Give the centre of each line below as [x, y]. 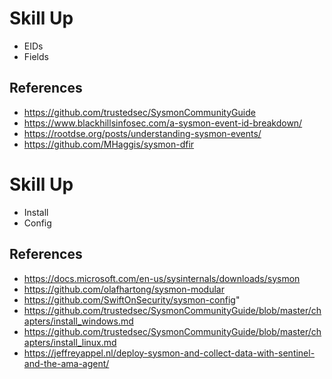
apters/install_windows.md [78, 321]
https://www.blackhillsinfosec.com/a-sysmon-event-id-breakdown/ [163, 123]
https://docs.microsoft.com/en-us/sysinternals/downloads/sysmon [162, 278]
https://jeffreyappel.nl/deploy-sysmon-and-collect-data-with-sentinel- [169, 353]
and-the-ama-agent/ [66, 363]
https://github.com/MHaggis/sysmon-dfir [109, 144]
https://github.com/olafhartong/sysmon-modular [124, 289]
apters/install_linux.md [70, 342]
